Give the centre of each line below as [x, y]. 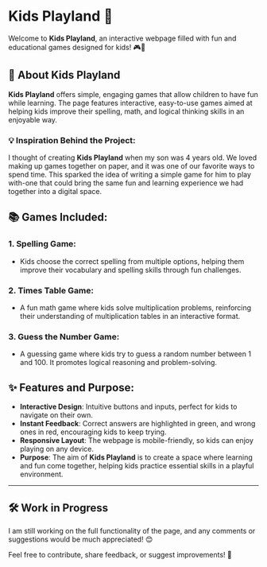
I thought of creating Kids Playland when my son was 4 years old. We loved [132, 157]
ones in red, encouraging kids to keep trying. [93, 432]
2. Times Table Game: [51, 290]
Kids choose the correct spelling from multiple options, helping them [132, 261]
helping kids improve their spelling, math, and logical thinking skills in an [126, 111]
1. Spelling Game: [43, 244]
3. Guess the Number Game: [64, 336]
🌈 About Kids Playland [64, 75]
